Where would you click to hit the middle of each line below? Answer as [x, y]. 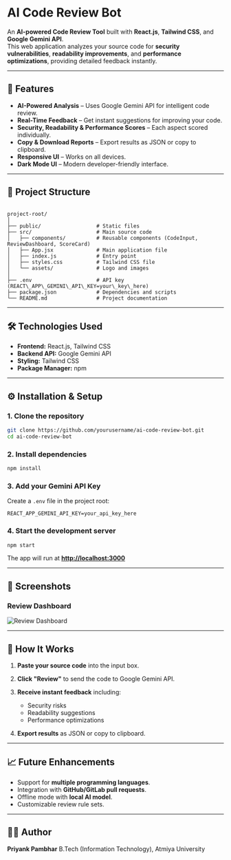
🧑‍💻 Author [30, 832]
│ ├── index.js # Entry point [72, 256]
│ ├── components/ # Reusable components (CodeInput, [102, 238]
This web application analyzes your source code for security [93, 46]
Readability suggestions [61, 712]
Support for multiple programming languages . [84, 782]
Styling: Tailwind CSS [48, 361]
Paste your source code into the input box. [78, 665]
